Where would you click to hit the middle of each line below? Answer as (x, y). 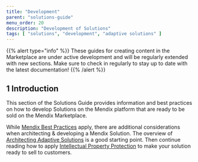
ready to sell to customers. (39, 152)
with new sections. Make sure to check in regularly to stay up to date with (97, 64)
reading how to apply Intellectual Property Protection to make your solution (99, 146)
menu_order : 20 (25, 23)
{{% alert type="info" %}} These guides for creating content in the (88, 51)
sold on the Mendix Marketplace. (47, 115)
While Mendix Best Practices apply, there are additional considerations (93, 127)
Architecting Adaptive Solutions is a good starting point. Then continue (93, 139)
